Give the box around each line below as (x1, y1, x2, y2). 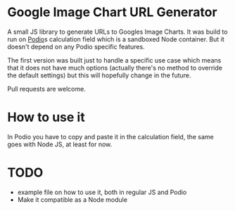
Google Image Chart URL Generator (7, 4, 217, 20)
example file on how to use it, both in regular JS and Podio (17, 188, 187, 196)
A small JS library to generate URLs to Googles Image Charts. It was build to (7, 27, 228, 36)
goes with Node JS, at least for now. (7, 140, 113, 148)
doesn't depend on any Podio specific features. (7, 42, 146, 51)
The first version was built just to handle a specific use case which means (7, 56, 222, 64)
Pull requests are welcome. (7, 84, 86, 93)
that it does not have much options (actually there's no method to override (7, 63, 223, 72)
